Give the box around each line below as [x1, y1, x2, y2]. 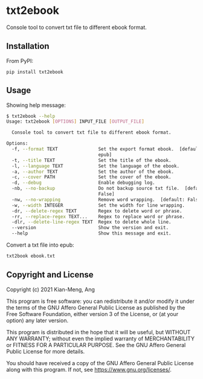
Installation [6, 41, 50, 51]
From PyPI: [6, 57, 34, 64]
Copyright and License [6, 270, 94, 280]
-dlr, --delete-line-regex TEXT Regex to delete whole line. [11, 219, 172, 225]
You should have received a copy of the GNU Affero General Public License [6, 359, 194, 366]
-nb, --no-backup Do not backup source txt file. [11, 186, 180, 192]
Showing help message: [6, 101, 66, 109]
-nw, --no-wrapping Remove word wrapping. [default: [11, 196, 185, 202]
